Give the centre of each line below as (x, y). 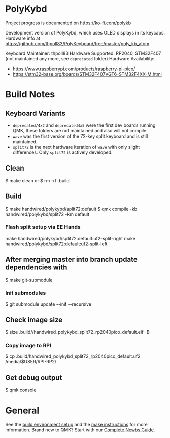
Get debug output (34, 378)
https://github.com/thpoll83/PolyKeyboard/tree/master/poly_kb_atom (77, 43)
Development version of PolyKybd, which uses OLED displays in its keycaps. (85, 32)
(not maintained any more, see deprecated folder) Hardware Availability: (80, 58)
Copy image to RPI (28, 345)
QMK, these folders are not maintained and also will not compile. (80, 130)
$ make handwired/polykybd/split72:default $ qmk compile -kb (71, 209)
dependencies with (36, 268)
